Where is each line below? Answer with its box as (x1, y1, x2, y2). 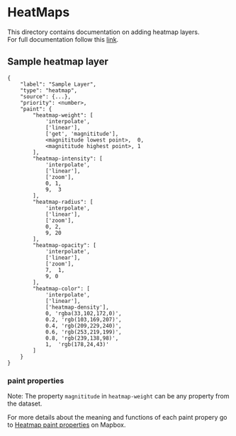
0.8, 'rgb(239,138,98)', (45, 334, 119, 342)
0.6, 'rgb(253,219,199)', (45, 328, 122, 335)
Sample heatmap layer (7, 56, 108, 68)
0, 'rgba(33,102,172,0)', (45, 309, 122, 317)
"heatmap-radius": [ (33, 198, 94, 205)
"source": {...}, (20, 93, 72, 100)
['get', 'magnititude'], (45, 130, 119, 137)
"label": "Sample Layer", (20, 81, 97, 88)
